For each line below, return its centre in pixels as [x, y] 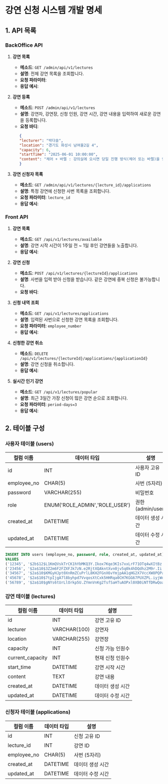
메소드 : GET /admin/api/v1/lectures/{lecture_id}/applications [85, 185]
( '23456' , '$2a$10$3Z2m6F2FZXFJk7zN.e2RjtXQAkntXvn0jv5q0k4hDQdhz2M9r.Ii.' [86, 568]
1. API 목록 [21, 30]
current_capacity [27, 658]
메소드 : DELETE [34, 354]
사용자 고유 [147, 467]
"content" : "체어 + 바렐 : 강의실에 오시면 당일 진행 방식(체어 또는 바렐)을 [89, 159]
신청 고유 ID [87, 736]
